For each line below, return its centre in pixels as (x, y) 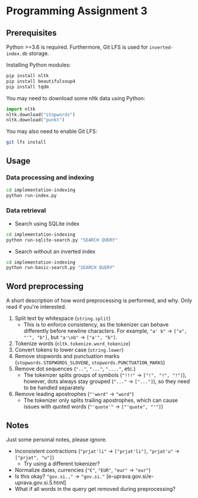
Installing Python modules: (39, 65)
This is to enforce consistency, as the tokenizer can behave (96, 325)
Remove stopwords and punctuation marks (67, 356)
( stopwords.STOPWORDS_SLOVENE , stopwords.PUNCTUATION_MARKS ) (90, 363)
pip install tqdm (28, 87)
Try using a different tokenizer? (62, 464)
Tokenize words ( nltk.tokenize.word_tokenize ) (73, 344)
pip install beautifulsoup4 (41, 81)
